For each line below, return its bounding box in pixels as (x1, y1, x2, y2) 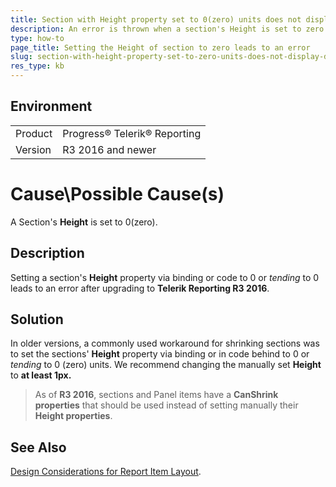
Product (15, 126, 53, 140)
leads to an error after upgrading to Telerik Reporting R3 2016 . (10, 282, 270, 294)
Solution (10, 311, 64, 328)
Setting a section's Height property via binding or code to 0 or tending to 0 (10, 271, 320, 283)
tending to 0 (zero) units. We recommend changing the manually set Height (10, 359, 322, 371)
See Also (10, 439, 67, 456)
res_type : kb (10, 61, 65, 71)
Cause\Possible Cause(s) (10, 183, 225, 205)
